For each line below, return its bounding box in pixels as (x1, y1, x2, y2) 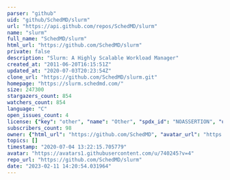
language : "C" (7, 105, 48, 112)
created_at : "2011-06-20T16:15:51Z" (7, 61, 112, 68)
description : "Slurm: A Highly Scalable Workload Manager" (7, 55, 179, 62)
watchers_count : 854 (7, 99, 66, 106)
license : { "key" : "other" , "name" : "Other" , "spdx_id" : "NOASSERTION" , (7, 118, 216, 125)
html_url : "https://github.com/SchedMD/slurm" (7, 42, 142, 49)
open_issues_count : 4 (7, 112, 69, 118)
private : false (7, 49, 51, 55)
